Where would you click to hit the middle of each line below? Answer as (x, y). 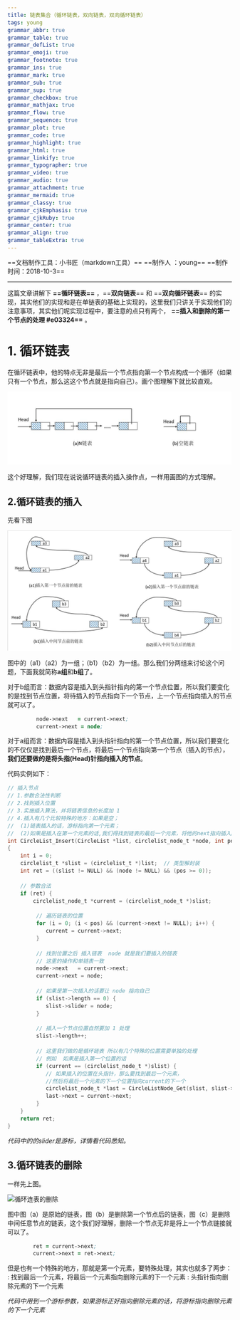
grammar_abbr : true (36, 30)
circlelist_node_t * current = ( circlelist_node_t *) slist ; (122, 901)
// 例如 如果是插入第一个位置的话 (81, 1058)
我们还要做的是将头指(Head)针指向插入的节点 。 (77, 759)
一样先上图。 (26, 1184)
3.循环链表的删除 (45, 1165)
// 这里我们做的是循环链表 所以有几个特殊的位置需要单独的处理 (117, 1051)
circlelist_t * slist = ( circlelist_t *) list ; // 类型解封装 (110, 864)
